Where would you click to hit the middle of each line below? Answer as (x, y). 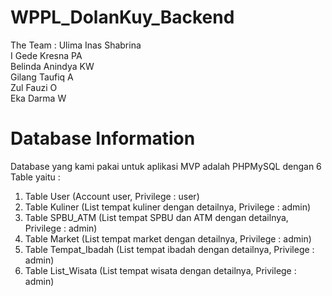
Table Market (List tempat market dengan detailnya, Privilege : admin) (168, 238)
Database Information (103, 138)
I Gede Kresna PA (46, 55)
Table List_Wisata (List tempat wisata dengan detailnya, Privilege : (160, 270)
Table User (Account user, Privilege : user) (112, 196)
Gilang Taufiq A (42, 77)
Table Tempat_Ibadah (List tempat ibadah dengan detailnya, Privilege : (169, 249)
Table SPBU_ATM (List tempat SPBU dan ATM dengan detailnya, (156, 217)
